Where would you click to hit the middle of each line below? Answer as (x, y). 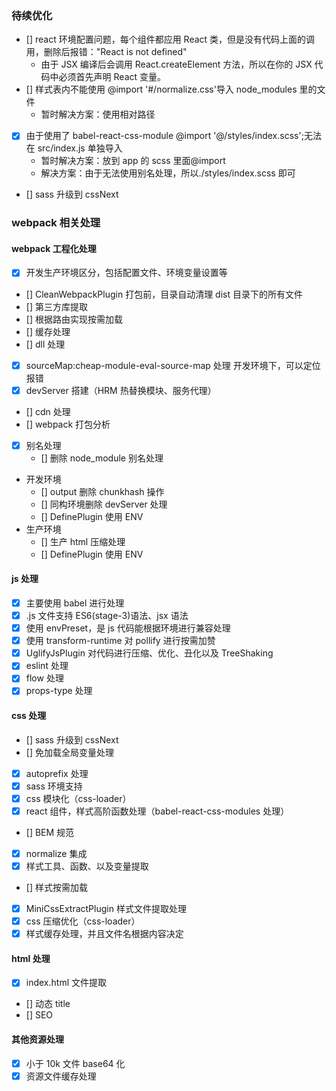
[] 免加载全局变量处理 (69, 752)
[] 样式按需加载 (56, 888)
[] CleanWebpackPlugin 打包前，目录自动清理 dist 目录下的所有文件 (164, 294)
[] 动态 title (48, 1004)
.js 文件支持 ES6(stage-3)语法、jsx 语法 (107, 615)
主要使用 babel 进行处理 (75, 603)
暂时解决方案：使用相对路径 (98, 114)
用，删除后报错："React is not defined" (106, 52)
